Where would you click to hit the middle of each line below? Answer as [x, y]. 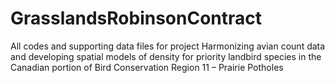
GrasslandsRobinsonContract [136, 18]
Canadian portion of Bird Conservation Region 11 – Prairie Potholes [147, 67]
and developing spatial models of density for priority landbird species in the [166, 56]
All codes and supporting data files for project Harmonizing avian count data [168, 46]
